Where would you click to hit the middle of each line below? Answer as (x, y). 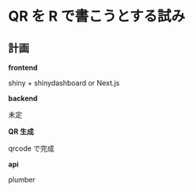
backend (23, 98)
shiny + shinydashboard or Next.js (64, 83)
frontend (23, 67)
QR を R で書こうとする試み (97, 16)
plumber (22, 180)
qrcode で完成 (31, 148)
